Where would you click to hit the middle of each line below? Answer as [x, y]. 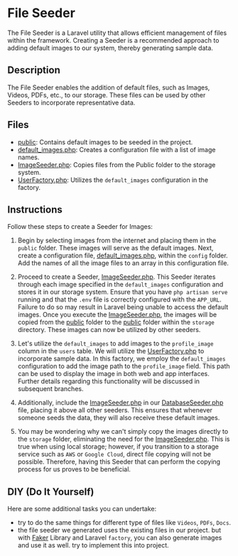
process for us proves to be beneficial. [74, 469]
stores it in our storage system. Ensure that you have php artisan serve [123, 292]
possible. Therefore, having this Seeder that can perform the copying [119, 462]
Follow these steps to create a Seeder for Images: [80, 227]
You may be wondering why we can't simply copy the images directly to [123, 432]
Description [34, 70]
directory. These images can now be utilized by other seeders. [109, 330]
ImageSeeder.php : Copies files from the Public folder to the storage [117, 164]
